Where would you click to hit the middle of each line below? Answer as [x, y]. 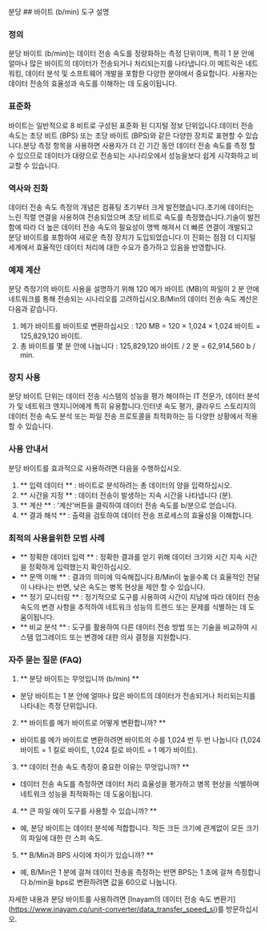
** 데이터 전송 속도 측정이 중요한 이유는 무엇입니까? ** [104, 767]
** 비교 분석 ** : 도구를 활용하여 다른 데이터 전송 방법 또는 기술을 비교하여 [134, 627]
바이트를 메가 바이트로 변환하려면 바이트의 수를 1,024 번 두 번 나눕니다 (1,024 [140, 740]
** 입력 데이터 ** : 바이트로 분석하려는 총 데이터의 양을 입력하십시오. [126, 485]
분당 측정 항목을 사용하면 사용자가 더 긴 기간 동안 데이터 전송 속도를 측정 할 [139, 145]
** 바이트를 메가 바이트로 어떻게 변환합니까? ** [93, 723]
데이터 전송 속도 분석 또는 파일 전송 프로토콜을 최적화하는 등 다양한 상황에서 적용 [133, 416]
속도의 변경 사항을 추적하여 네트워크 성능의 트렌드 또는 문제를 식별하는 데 [133, 607]
